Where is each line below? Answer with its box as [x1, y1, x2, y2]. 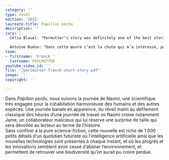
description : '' [5, 26, 39, 31]
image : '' [5, 72, 26, 78]
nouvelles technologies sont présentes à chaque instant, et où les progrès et [5, 138, 164, 144]
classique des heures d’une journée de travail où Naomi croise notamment [5, 111, 159, 117]
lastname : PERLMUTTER [10, 58, 55, 63]
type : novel [5, 12, 30, 17]
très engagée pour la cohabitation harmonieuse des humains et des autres [5, 101, 159, 107]
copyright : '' [5, 77, 35, 83]
